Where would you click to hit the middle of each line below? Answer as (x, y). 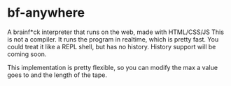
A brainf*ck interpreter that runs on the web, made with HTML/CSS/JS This (115, 32)
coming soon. (27, 54)
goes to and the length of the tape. (57, 75)
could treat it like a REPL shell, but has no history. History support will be (112, 46)
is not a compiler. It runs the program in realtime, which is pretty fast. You (113, 39)
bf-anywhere (46, 13)
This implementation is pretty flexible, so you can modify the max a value (113, 67)
